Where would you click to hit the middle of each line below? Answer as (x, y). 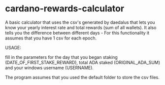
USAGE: (13, 47)
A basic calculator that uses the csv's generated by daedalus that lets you (80, 22)
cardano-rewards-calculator (65, 9)
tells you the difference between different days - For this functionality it (77, 33)
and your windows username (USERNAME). (49, 68)
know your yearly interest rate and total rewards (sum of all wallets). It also (81, 27)
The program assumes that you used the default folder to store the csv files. (82, 77)
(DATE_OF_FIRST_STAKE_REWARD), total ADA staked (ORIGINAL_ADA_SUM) (83, 62)
